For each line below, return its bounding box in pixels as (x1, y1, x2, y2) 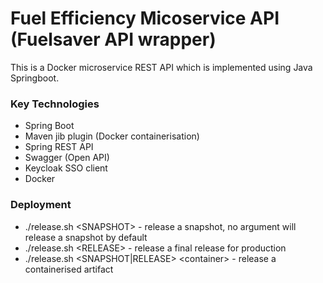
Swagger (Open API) (24, 152, 110, 164)
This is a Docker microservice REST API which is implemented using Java (10, 61, 313, 73)
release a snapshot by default (24, 231, 148, 243)
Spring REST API (24, 141, 94, 153)
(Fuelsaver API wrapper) (10, 28, 217, 51)
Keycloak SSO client (24, 162, 108, 174)
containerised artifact (24, 263, 114, 275)
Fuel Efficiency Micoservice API (10, 7, 280, 30)
